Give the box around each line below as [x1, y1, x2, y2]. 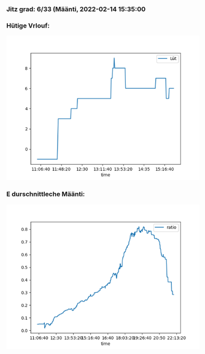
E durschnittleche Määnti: [6, 190, 85, 198]
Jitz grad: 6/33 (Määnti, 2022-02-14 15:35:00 [6, 5, 146, 13]
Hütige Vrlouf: [6, 21, 50, 29]
